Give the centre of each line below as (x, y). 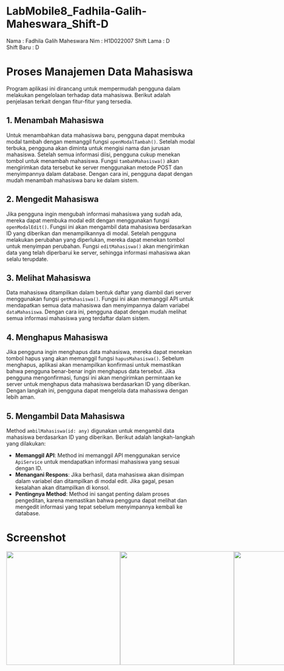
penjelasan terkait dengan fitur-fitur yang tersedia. (69, 101)
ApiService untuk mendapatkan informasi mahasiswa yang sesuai (97, 461)
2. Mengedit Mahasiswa (52, 199)
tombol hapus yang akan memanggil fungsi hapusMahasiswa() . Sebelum (95, 358)
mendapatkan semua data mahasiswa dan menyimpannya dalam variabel (98, 305)
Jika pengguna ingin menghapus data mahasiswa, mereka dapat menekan (99, 352)
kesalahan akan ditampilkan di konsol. (63, 487)
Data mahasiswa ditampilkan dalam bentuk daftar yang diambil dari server (99, 293)
